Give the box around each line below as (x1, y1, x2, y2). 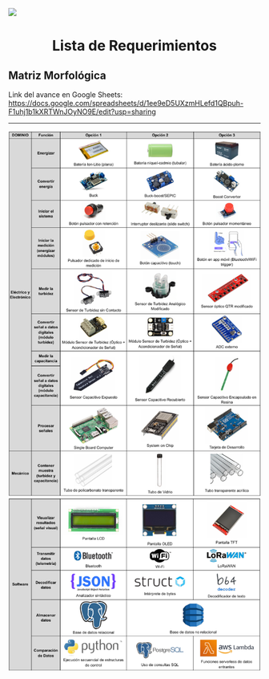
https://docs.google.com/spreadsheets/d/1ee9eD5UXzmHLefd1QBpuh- (8, 99, 244, 108)
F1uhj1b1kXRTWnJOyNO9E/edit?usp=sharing (8, 107, 156, 116)
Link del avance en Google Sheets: (8, 90, 123, 100)
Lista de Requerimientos (51, 37, 218, 55)
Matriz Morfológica (8, 68, 106, 82)
